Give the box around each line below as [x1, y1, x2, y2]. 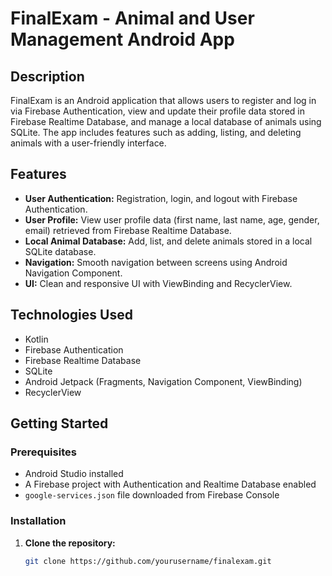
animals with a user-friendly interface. [10, 137, 167, 149]
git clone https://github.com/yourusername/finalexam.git [24, 556, 272, 566]
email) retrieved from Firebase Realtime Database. [24, 224, 232, 236]
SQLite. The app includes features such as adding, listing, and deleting [10, 127, 302, 138]
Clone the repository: [24, 537, 116, 549]
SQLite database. [24, 245, 97, 257]
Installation [10, 514, 67, 528]
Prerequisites [10, 445, 77, 459]
